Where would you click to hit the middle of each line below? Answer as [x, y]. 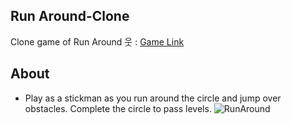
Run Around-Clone [70, 16]
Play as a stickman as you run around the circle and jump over [153, 98]
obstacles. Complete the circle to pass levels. [118, 108]
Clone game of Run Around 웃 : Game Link [97, 41]
